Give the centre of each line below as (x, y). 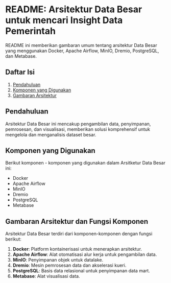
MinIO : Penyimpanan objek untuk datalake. (58, 260)
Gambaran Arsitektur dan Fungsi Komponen (77, 221)
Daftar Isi (20, 72)
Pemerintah (31, 31)
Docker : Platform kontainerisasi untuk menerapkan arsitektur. (77, 249)
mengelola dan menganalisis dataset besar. (51, 134)
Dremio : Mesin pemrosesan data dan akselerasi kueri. (69, 265)
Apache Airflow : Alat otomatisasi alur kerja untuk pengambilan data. (85, 254)
